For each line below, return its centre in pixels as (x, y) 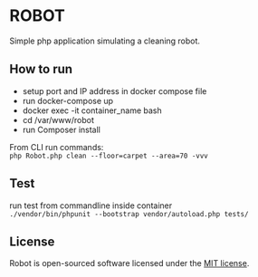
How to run (41, 69)
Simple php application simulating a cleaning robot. (105, 41)
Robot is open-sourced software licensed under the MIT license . (129, 263)
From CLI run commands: (57, 147)
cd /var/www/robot (58, 119)
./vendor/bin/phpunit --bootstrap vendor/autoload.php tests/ (129, 214)
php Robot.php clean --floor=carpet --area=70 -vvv (109, 156)
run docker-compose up (68, 100)
